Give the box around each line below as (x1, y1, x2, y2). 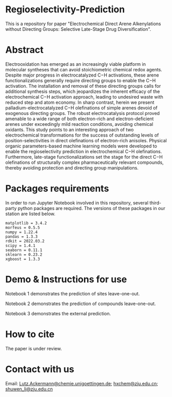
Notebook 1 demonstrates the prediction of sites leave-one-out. (5, 290, 140, 296)
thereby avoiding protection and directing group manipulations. (5, 164, 139, 171)
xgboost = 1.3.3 (5, 256, 40, 261)
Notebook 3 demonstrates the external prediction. (5, 310, 111, 316)
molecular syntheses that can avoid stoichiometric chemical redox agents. (5, 66, 163, 72)
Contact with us (5, 363, 74, 375)
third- (149, 199, 162, 206)
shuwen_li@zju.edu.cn (5, 386, 53, 392)
